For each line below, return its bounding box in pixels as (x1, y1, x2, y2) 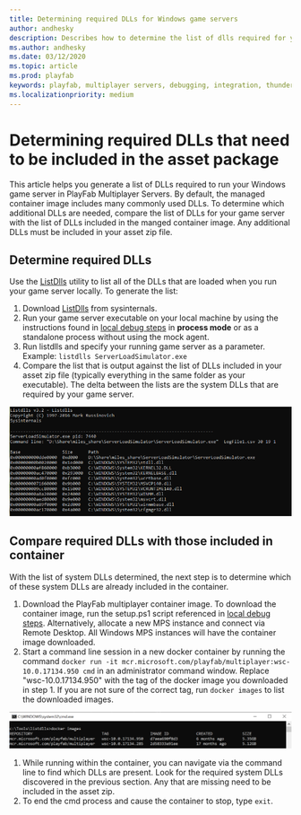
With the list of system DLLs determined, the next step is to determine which (9, 571, 292, 583)
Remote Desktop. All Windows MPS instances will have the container (21, 627, 277, 637)
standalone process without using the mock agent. (21, 332, 210, 343)
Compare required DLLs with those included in (9, 534, 273, 549)
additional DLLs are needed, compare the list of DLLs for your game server (9, 207, 285, 218)
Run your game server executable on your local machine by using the (21, 312, 279, 323)
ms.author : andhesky (9, 43, 87, 52)
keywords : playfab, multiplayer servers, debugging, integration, (9, 81, 262, 90)
